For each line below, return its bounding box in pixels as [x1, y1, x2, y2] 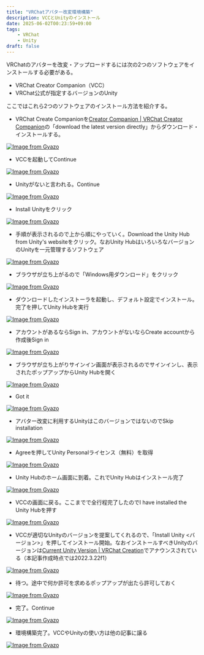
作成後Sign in [15, 336, 49, 343]
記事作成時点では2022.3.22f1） [31, 554, 110, 562]
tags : [6, 26, 20, 33]
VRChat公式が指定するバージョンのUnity [15, 89, 118, 96]
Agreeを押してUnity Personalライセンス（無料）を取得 [15, 449, 154, 456]
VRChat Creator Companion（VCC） [15, 81, 108, 89]
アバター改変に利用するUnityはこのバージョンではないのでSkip [15, 417, 174, 424]
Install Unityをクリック [15, 205, 72, 212]
